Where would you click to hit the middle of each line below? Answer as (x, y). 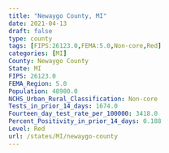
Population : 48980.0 (43, 91)
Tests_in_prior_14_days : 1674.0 (63, 106)
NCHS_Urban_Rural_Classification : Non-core (83, 99)
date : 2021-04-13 (38, 23)
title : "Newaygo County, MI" (58, 16)
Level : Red (27, 129)
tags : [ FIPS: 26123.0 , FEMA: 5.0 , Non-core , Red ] (85, 46)
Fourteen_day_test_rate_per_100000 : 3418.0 (83, 114)
